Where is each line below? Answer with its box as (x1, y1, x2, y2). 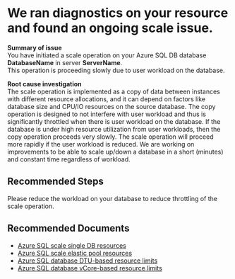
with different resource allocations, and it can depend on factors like (7, 94, 206, 103)
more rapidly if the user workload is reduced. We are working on (7, 139, 195, 148)
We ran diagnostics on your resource (7, 5, 229, 21)
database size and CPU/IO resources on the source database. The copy (7, 102, 216, 110)
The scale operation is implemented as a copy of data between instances (7, 87, 220, 96)
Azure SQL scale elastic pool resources (17, 249, 133, 257)
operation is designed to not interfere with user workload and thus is (7, 110, 207, 118)
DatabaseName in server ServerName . (7, 58, 123, 67)
